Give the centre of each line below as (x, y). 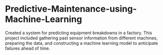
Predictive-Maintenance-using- (71, 9)
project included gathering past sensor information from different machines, (81, 38)
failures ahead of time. (28, 48)
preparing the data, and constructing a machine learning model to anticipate (82, 43)
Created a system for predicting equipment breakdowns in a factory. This (79, 33)
